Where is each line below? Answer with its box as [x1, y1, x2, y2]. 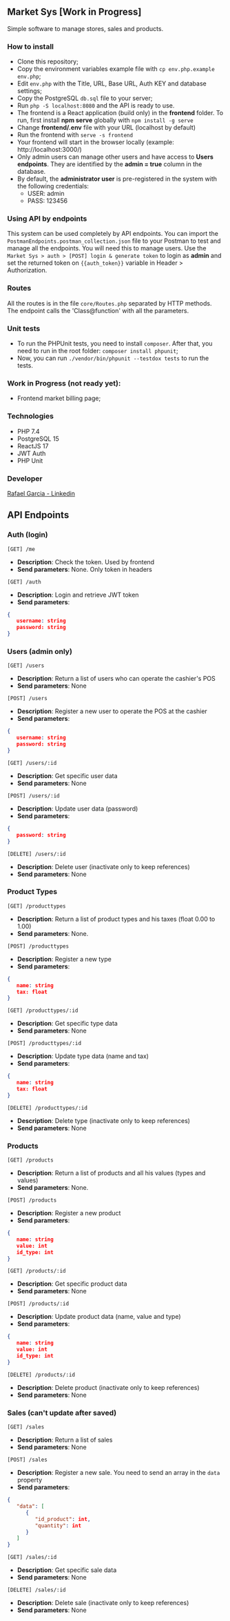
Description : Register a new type [17, 955, 112, 963]
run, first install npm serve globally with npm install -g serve [17, 116, 194, 124]
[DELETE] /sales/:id [7, 1587, 67, 1593]
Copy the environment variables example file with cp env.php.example [17, 65, 215, 73]
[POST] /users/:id [7, 792, 60, 799]
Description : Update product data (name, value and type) [17, 1313, 181, 1321]
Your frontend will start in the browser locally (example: [17, 138, 174, 146]
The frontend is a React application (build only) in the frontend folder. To [17, 109, 224, 117]
